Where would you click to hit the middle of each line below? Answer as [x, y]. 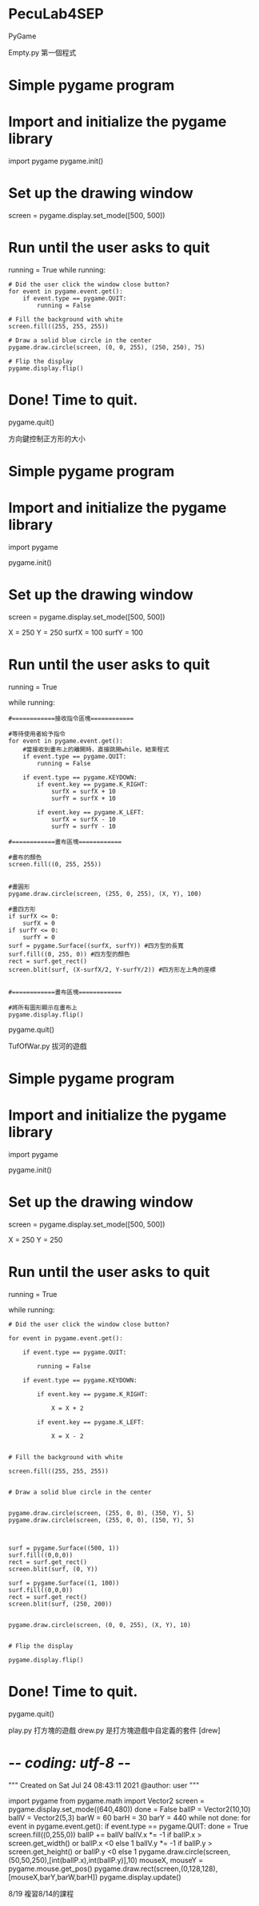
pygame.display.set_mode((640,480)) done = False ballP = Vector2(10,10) [129, 1809]
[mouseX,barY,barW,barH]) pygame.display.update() [95, 1877]
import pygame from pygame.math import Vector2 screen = [107, 1801]
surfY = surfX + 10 [83, 798]
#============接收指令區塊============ [71, 718]
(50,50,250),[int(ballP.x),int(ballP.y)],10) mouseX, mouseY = [106, 1860]
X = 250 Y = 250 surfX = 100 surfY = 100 [76, 632]
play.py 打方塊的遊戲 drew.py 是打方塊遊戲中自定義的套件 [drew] [115, 1730]
